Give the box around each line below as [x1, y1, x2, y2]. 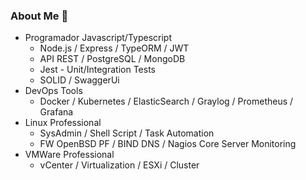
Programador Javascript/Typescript [24, 32, 172, 44]
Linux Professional [24, 117, 102, 129]
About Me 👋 [10, 9, 69, 23]
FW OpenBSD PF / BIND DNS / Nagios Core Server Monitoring [39, 138, 297, 150]
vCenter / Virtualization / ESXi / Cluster [39, 159, 200, 171]
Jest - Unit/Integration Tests [39, 64, 156, 76]
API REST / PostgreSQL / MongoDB [39, 53, 186, 65]
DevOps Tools [24, 85, 83, 97]
